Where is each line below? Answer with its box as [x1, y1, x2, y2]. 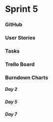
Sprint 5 [5, 3, 38, 15]
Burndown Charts [5, 74, 48, 81]
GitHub [5, 21, 23, 28]
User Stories [5, 35, 36, 41]
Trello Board [5, 61, 35, 68]
